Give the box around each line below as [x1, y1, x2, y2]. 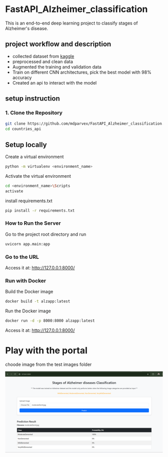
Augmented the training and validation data [12, 64, 101, 70]
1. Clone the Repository [5, 109, 62, 116]
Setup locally [5, 140, 47, 149]
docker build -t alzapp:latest [5, 299, 70, 304]
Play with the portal [5, 345, 87, 356]
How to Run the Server [5, 220, 61, 227]
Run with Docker [5, 277, 46, 284]
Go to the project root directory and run [5, 231, 86, 237]
